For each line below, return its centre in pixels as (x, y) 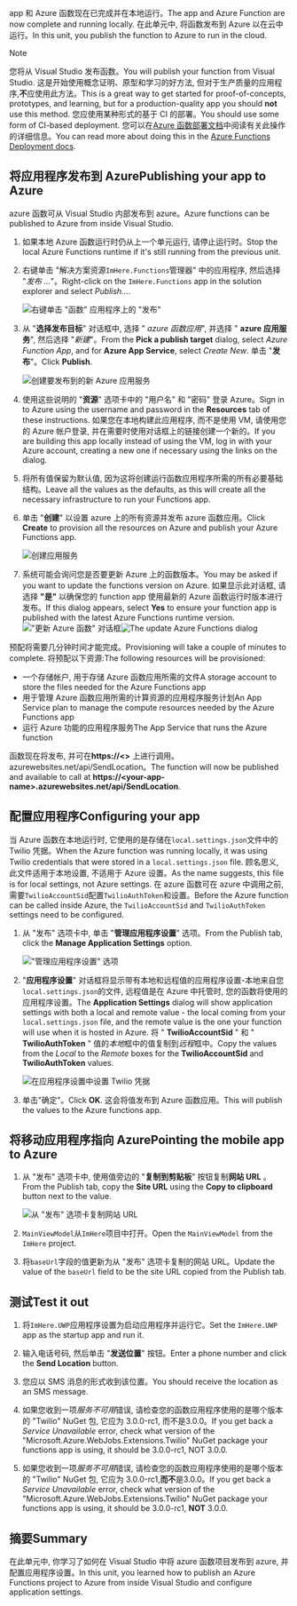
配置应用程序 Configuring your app (105, 817)
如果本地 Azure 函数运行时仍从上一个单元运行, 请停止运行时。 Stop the (149, 242)
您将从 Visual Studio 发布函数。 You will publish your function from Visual (142, 71)
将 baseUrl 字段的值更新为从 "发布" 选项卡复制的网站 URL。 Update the (148, 1262)
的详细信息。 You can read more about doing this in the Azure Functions (140, 136)
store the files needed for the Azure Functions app (114, 687)
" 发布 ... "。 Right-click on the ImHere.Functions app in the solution (141, 281)
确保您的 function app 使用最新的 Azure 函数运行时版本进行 (175, 596)
